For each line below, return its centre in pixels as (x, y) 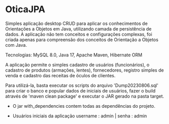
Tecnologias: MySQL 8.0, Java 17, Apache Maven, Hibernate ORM (74, 55)
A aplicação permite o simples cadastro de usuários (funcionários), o (77, 65)
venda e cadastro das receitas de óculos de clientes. (60, 75)
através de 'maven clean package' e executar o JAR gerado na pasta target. (85, 96)
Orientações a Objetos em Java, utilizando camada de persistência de (78, 28)
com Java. (16, 45)
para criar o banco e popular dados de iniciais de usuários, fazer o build (80, 90)
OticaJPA (25, 9)
